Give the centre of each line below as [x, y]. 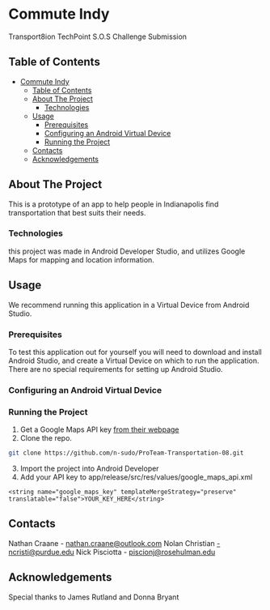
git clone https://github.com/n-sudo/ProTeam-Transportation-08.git [126, 453]
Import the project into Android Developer [89, 469]
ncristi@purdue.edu [41, 552]
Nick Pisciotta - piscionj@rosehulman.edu [146, 552]
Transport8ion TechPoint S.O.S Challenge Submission [98, 36]
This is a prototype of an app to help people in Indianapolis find [114, 204]
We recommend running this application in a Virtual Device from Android [129, 305]
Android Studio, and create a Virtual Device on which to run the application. [134, 360]
